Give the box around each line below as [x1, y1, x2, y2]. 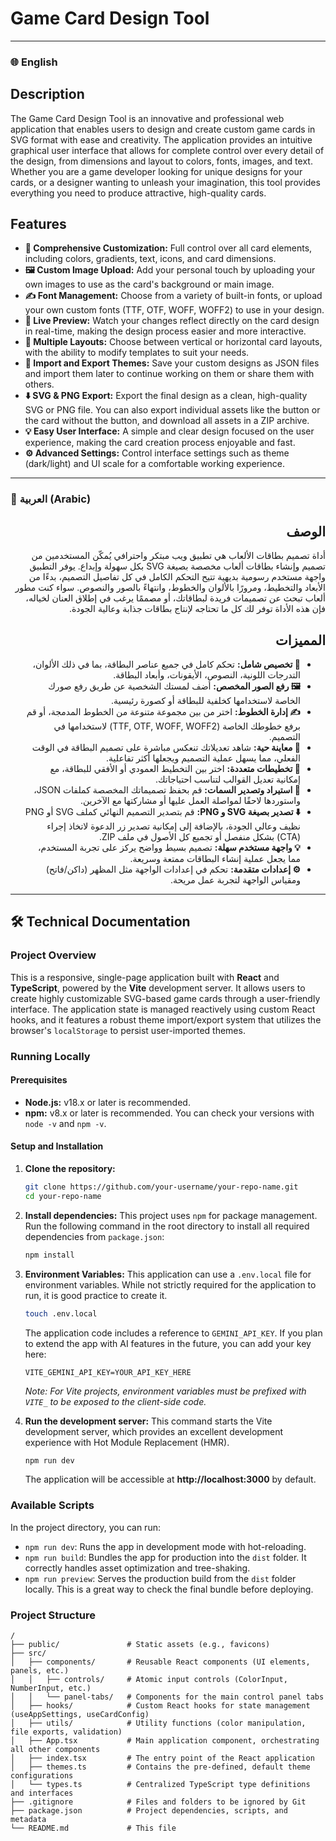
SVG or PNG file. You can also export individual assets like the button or [24, 404, 321, 416]
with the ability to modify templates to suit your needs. [24, 347, 250, 359]
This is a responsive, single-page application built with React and [10, 971, 280, 983]
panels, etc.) [10, 1666, 70, 1676]
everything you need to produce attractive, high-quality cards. [10, 187, 267, 199]
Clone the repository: [24, 1163, 116, 1175]
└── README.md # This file [10, 1823, 177, 1834]
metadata [10, 1815, 47, 1825]
